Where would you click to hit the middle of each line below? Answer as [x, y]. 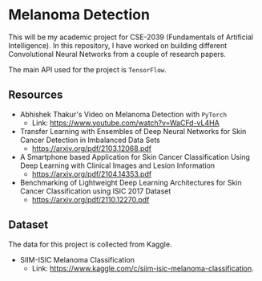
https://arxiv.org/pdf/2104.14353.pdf [92, 173]
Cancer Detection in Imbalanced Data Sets [90, 140]
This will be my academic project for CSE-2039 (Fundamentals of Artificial [131, 37]
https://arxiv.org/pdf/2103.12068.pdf [92, 148]
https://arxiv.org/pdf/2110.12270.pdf [91, 199]
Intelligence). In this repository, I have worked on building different [117, 45]
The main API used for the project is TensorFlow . [87, 69]
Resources [36, 95]
